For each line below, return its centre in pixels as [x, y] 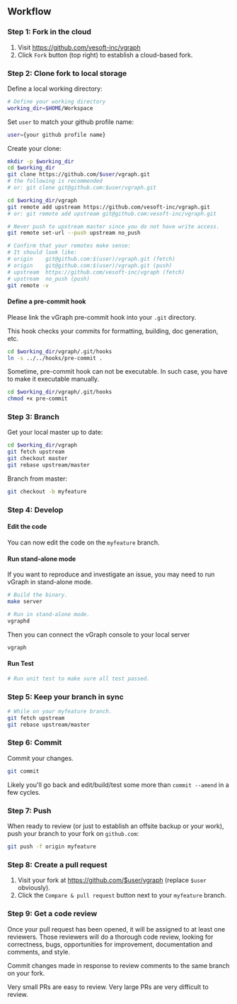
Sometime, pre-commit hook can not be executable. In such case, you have [117, 372]
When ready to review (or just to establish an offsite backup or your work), [116, 826]
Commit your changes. [41, 758]
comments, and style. [39, 952]
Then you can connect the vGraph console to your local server [99, 635]
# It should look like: [42, 252]
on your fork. [26, 973]
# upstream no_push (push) [49, 279]
